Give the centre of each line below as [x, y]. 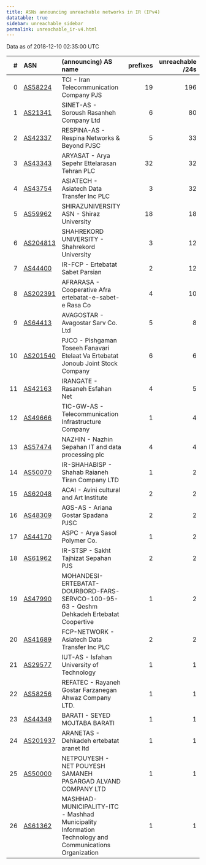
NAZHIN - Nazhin [87, 439]
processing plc [83, 455]
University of [80, 665]
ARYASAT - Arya [86, 156]
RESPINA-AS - [83, 131]
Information [78, 830]
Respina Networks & [91, 138]
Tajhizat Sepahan [86, 558]
